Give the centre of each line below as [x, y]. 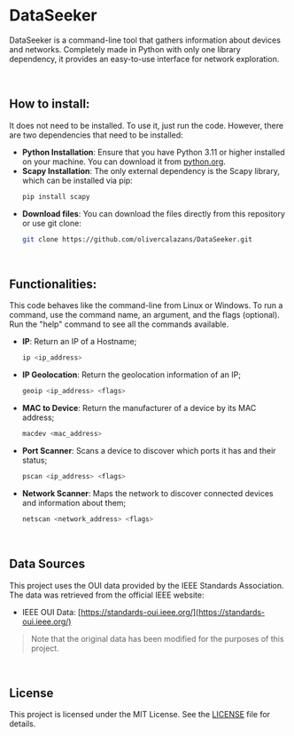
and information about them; [74, 503]
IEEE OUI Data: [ [51, 612]
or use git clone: [51, 223]
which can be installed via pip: [77, 180]
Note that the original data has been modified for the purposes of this [158, 638]
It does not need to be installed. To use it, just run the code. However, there [147, 125]
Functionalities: [53, 284]
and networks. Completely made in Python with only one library [125, 49]
